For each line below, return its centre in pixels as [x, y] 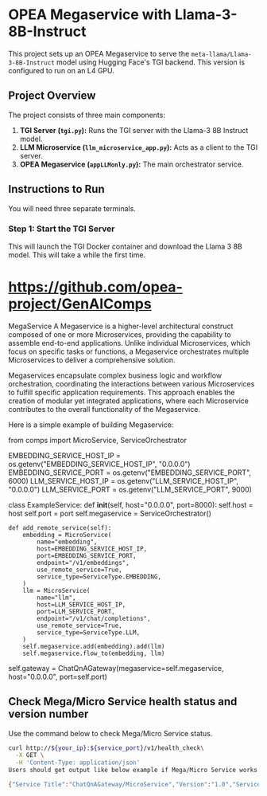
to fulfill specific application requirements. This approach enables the [122, 392]
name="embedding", [67, 542]
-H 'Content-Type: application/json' [78, 763]
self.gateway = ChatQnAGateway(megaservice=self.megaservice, [116, 668]
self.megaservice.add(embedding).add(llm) [94, 646]
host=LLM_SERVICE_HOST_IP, [81, 604]
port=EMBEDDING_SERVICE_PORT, [87, 555]
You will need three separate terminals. [72, 208]
